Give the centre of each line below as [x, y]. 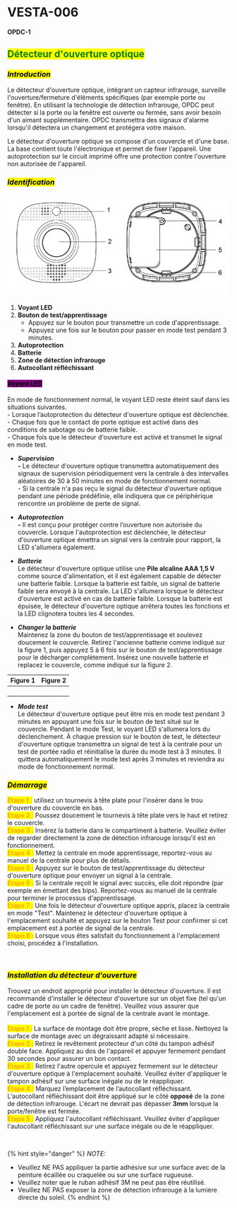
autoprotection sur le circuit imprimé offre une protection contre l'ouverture [117, 156]
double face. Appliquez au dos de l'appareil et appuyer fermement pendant [117, 1051]
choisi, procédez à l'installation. [53, 943]
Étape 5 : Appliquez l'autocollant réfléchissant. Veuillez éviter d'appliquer [114, 1118]
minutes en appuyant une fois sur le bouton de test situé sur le [108, 722]
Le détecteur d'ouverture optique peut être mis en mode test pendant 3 [121, 714]
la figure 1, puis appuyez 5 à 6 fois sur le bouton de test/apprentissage [120, 650]
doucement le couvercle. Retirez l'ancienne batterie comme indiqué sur [121, 642]
